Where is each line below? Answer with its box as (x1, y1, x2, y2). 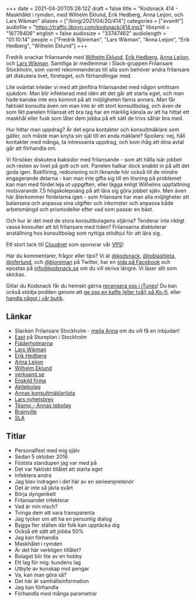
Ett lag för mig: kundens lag (14, 559, 81, 566)
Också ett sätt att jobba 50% (14, 527, 84, 535)
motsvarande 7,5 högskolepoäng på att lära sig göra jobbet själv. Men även (6, 187, 187, 194)
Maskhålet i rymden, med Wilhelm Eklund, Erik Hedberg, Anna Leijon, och (6, 11, 184, 18)
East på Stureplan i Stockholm (14, 333, 87, 340)
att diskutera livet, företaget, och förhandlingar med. (6, 73, 132, 79)
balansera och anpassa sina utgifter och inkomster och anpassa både (6, 200, 174, 207)
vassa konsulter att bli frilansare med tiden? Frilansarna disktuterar (6, 224, 167, 230)
